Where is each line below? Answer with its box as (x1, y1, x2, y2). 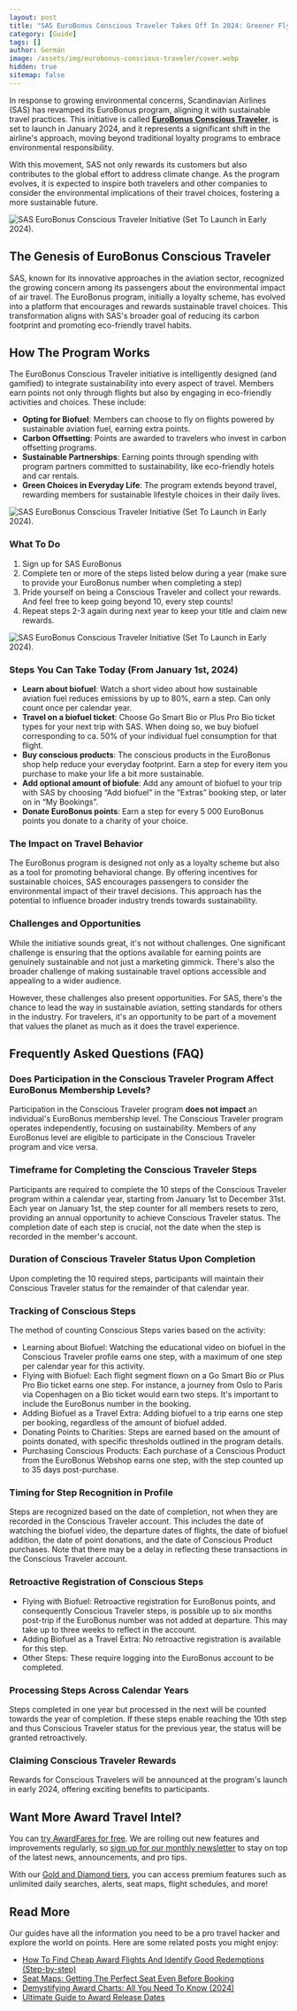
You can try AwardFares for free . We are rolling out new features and (9, 1833, 260, 1844)
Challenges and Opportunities (9, 918, 141, 930)
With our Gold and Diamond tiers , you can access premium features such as (9, 1869, 287, 1880)
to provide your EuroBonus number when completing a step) (21, 577, 242, 587)
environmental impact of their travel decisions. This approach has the (9, 886, 263, 897)
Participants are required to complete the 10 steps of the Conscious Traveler (9, 1184, 287, 1194)
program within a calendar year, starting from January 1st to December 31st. (9, 1193, 286, 1204)
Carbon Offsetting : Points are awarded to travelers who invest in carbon (21, 433, 287, 444)
